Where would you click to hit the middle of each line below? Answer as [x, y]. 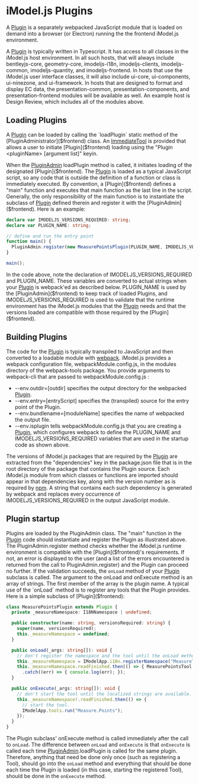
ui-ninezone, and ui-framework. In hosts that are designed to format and [94, 83]
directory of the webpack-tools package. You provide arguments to [88, 370]
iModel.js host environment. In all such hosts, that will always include [90, 57]
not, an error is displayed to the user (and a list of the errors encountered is [98, 558]
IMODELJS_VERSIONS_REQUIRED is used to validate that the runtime [90, 300]
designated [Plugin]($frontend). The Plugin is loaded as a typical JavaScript [99, 171]
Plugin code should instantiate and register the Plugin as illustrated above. [97, 539]
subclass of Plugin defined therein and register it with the [76, 203]
